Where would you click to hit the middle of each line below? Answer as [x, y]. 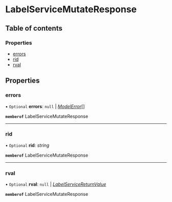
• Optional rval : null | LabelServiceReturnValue [56, 184]
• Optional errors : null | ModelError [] [45, 106]
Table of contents [34, 28]
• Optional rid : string [27, 145]
